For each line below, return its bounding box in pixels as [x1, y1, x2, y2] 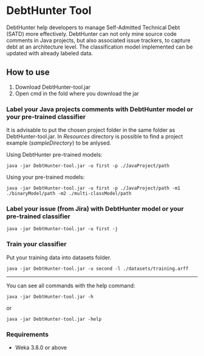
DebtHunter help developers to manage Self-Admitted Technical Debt [6, 24, 180, 31]
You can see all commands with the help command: [6, 282, 135, 289]
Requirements [6, 330, 49, 338]
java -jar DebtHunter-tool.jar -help [6, 316, 102, 322]
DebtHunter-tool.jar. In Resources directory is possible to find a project [6, 133, 183, 140]
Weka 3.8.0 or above [15, 344, 67, 351]
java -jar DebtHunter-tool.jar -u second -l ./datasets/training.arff [6, 265, 189, 272]
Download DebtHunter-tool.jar [15, 83, 91, 91]
